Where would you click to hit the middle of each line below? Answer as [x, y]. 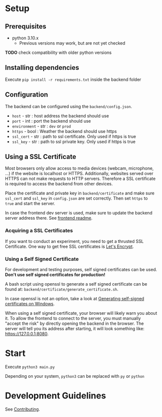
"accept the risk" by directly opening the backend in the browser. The [74, 323]
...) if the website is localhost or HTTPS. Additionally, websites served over [79, 174]
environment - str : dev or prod [41, 126]
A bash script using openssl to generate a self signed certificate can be [76, 284]
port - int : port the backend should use [51, 121]
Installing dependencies [42, 68]
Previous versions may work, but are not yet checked [72, 43]
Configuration [27, 95]
